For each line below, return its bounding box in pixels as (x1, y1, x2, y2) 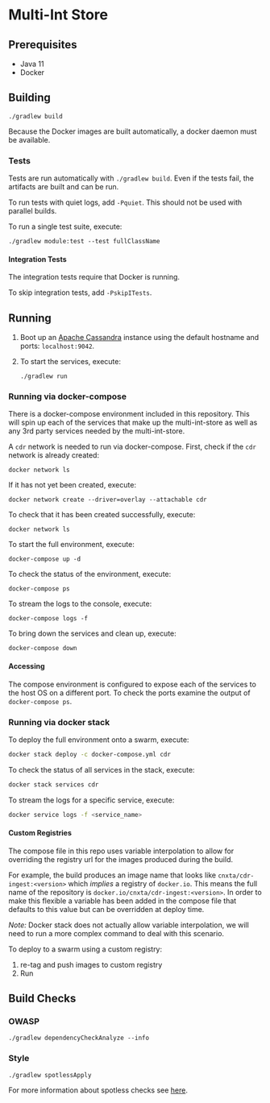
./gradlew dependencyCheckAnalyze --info (8, 1034, 150, 1043)
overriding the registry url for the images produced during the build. (8, 854, 234, 864)
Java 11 (19, 59, 44, 68)
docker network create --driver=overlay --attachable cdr (8, 496, 207, 504)
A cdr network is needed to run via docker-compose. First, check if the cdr (8, 442, 256, 452)
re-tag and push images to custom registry (19, 960, 163, 969)
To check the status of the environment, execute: (8, 570, 172, 579)
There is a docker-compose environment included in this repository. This (8, 409, 250, 419)
